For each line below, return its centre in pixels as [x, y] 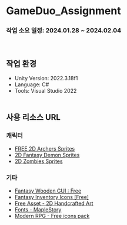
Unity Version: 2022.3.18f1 [46, 79]
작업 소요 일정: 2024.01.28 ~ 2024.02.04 [64, 31]
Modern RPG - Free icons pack [52, 216]
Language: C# [32, 84]
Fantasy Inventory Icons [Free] [52, 197]
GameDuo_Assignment [64, 11]
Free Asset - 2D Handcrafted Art [54, 203]
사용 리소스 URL [33, 117]
